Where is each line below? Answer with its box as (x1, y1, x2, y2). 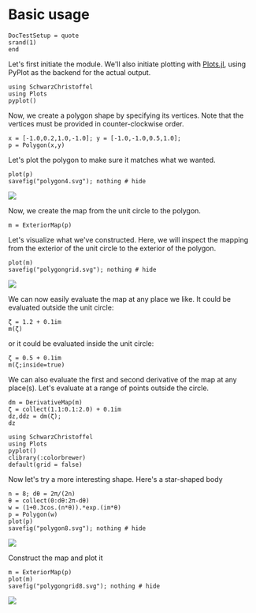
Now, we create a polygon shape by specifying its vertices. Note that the (8, 111, 244, 120)
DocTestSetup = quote (8, 32, 80, 39)
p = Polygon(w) (8, 510, 58, 518)
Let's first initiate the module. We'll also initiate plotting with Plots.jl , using (8, 59, 247, 69)
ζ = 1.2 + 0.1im (8, 318, 61, 325)
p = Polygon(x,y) (8, 141, 65, 149)
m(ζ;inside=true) (8, 361, 65, 369)
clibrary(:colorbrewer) (8, 453, 87, 461)
